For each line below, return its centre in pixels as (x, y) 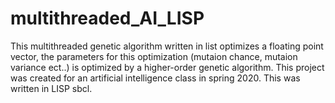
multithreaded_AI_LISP (107, 18)
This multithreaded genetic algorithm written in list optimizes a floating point (167, 46)
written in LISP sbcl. (51, 88)
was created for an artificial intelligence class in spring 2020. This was (155, 78)
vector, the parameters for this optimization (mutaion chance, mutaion (154, 56)
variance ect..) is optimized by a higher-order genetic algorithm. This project (167, 67)
